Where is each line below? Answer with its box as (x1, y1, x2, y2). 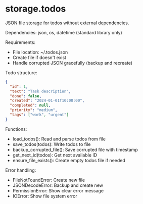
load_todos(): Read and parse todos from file (12, 136, 106, 142)
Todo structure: (5, 69, 37, 76)
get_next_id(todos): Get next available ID (12, 152, 98, 158)
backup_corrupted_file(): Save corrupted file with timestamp (12, 146, 138, 152)
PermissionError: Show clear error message (12, 187, 104, 193)
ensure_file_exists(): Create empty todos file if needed (12, 157, 125, 163)
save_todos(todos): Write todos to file (12, 141, 91, 147)
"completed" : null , (10, 103, 51, 108)
